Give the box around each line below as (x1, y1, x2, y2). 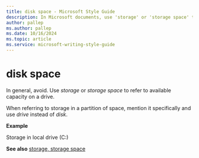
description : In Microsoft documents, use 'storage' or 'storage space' (6, 14, 190, 20)
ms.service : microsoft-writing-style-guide (6, 42, 115, 48)
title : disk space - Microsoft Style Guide (6, 8, 115, 15)
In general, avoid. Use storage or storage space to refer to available (6, 86, 172, 93)
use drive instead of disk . (6, 111, 68, 118)
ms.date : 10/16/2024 (6, 31, 57, 37)
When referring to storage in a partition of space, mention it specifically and (6, 104, 191, 111)
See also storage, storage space (6, 145, 86, 152)
